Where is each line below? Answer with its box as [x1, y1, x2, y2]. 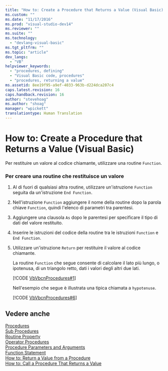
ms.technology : [5, 36, 37, 41]
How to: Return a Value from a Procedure [5, 355, 91, 361]
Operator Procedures [5, 339, 49, 345]
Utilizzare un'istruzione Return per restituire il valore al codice [12, 245, 141, 251]
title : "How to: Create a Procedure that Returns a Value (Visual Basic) [5, 7, 164, 13]
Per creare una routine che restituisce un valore [5, 172, 125, 179]
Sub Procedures [5, 328, 39, 334]
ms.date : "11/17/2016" [5, 17, 53, 22]
